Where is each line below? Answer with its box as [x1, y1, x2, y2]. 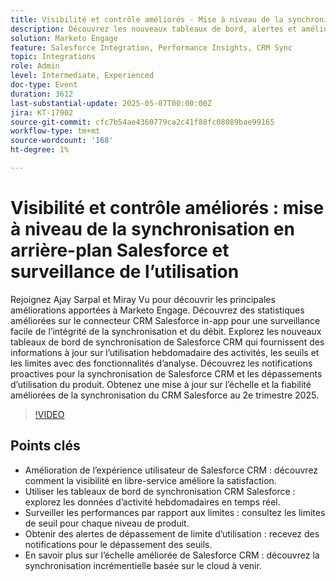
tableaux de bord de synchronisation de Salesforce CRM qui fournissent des [10, 336, 325, 348]
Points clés [10, 437, 81, 455]
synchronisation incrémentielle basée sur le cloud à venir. [24, 559, 262, 571]
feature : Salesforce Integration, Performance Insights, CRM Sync [10, 42, 293, 53]
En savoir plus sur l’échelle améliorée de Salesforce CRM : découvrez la [24, 549, 320, 561]
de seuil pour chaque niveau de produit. [24, 517, 190, 529]
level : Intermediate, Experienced [10, 71, 155, 81]
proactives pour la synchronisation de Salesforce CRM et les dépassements [10, 367, 323, 380]
